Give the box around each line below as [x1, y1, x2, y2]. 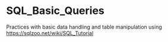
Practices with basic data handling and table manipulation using [6, 23, 162, 30]
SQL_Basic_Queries [6, 4, 105, 17]
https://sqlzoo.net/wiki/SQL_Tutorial [6, 29, 94, 36]
